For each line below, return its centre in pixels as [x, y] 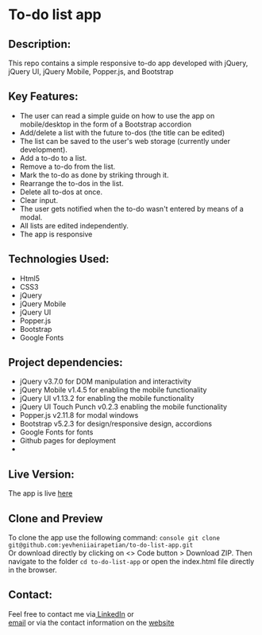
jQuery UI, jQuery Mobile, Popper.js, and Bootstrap [91, 72]
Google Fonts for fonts [56, 432]
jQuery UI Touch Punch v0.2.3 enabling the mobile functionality [123, 407]
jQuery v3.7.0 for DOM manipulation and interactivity [106, 382]
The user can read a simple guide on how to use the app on [117, 115]
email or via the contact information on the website [91, 622]
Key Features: [43, 97]
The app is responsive [56, 234]
